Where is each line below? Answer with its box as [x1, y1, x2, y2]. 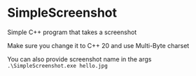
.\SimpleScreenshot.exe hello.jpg [7, 62, 108, 69]
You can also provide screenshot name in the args [7, 54, 152, 63]
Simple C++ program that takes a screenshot [7, 28, 137, 36]
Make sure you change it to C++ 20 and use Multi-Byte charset [7, 41, 190, 50]
